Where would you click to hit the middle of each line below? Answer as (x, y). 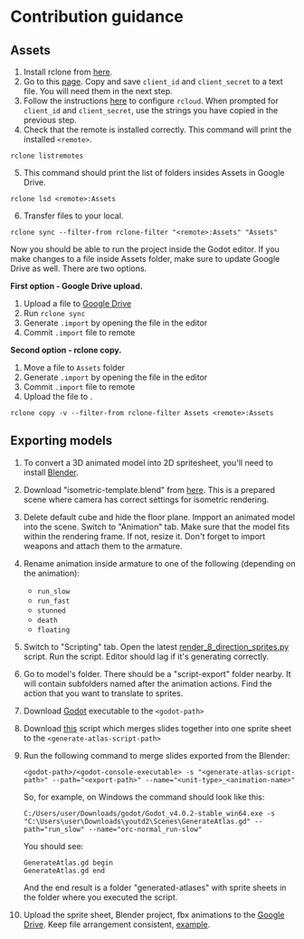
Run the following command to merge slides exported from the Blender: (157, 755)
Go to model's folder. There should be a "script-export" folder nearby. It (157, 673)
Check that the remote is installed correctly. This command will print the (157, 130)
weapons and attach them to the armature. (103, 546)
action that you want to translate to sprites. (103, 693)
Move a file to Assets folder (74, 368)
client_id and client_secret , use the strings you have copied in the (151, 110)
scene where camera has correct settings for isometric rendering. (146, 499)
